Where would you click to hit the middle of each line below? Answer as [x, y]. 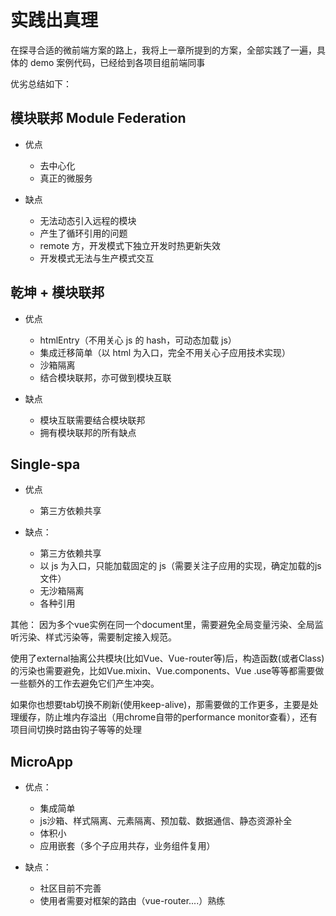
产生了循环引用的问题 [83, 233]
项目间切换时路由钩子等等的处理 [76, 730]
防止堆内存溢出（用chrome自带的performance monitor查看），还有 [181, 717]
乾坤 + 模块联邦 [57, 292]
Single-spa [45, 464]
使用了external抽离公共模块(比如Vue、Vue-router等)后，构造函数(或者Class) [167, 658]
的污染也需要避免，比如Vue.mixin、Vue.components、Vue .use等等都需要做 [167, 671]
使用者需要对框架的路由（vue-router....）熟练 [132, 901]
